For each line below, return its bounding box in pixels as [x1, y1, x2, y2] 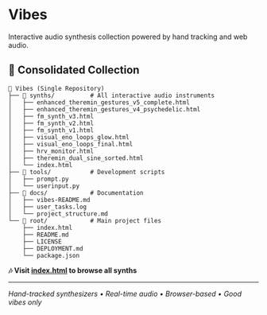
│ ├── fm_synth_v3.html [8, 112, 94, 120]
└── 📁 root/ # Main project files [8, 216, 161, 224]
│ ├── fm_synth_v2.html [8, 119, 94, 127]
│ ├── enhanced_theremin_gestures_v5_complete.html [8, 98, 191, 107]
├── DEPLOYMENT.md [22, 244, 83, 252]
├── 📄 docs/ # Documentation [8, 189, 145, 196]
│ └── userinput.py [8, 181, 80, 190]
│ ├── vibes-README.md [8, 196, 91, 204]
